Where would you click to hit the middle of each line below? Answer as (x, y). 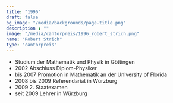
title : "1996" (24, 12)
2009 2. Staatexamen (41, 87)
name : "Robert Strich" (34, 39)
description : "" (28, 28)
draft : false (22, 17)
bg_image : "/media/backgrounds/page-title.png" (66, 23)
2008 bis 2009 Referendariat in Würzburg (66, 80)
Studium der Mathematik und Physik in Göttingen (75, 62)
